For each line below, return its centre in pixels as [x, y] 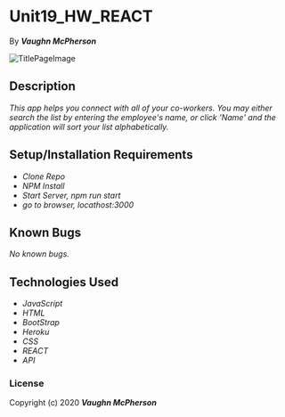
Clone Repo [43, 176]
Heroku [36, 332]
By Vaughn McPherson [53, 41]
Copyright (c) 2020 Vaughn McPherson [83, 403]
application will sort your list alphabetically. [89, 127]
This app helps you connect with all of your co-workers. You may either [141, 108]
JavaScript [42, 304]
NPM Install [43, 185]
